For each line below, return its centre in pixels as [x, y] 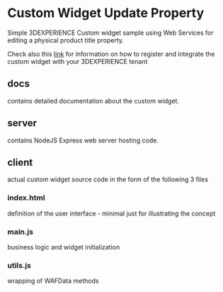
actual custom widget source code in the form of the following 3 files [108, 179]
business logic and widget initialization [64, 247]
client [20, 162]
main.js [21, 232]
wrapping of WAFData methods [53, 281]
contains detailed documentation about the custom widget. [93, 101]
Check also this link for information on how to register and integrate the [111, 54]
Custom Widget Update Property [106, 13]
